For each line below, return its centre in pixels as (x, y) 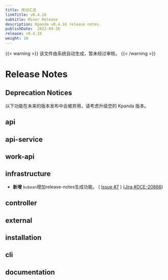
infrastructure (28, 174)
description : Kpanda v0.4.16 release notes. (53, 24)
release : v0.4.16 (24, 34)
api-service (24, 139)
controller (21, 203)
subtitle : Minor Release (32, 19)
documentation (30, 272)
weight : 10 (17, 39)
